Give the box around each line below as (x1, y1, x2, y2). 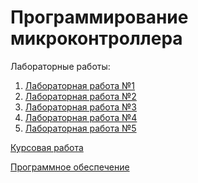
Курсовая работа (10, 141, 84, 153)
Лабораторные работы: (10, 60, 111, 72)
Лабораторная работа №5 (24, 122, 137, 134)
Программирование (10, 6, 189, 29)
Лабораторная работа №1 (24, 79, 136, 91)
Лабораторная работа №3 (24, 101, 137, 113)
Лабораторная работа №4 (24, 111, 138, 123)
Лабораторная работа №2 (24, 90, 137, 102)
